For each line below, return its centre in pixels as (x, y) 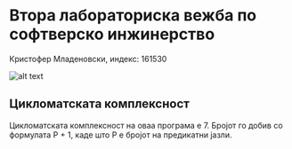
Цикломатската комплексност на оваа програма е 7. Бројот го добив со (146, 125)
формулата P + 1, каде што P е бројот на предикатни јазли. (121, 135)
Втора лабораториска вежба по (133, 16)
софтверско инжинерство (112, 34)
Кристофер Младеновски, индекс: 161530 (88, 59)
